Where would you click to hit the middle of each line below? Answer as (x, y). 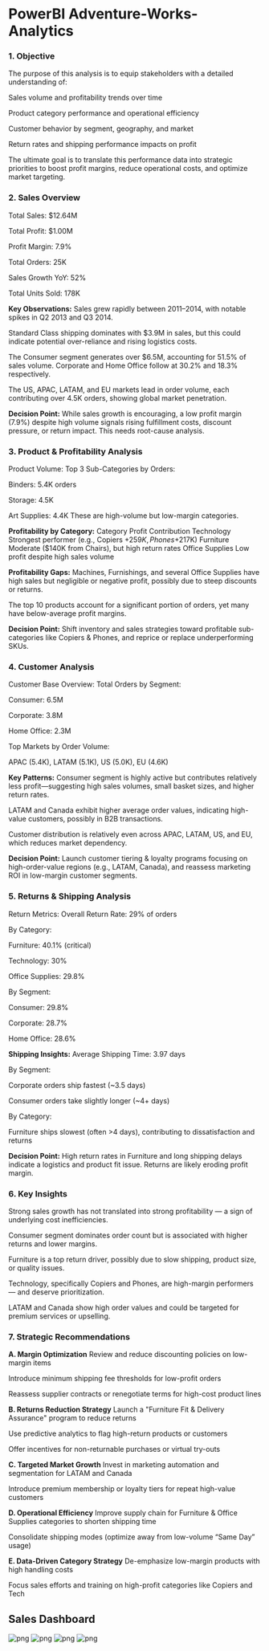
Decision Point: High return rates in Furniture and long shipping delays (125, 1156)
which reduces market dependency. (68, 843)
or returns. (26, 589)
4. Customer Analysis (51, 667)
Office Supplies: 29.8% (47, 976)
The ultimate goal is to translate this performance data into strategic (120, 160)
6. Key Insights (38, 1193)
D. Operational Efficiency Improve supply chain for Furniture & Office (123, 1513)
